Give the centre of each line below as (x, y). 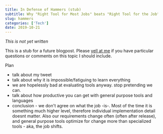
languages (23, 100)
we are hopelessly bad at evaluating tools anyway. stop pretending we (82, 85)
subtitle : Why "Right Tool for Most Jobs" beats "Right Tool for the (77, 14)
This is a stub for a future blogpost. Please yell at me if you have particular (79, 51)
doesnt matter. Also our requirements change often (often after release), (84, 116)
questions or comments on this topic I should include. (59, 56)
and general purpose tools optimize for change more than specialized (81, 121)
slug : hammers (19, 18)
